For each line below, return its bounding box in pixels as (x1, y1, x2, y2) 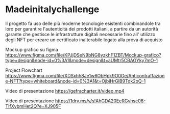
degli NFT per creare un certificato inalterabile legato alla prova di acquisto (5, 37, 163, 43)
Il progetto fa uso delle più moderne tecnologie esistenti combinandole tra (5, 20, 161, 26)
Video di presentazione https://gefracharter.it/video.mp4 (5, 88, 125, 94)
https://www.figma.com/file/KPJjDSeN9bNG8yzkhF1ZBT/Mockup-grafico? (5, 52, 162, 58)
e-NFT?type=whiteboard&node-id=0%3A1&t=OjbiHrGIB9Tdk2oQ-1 (5, 78, 146, 84)
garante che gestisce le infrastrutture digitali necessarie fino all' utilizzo (5, 31, 156, 37)
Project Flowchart (5, 67, 42, 73)
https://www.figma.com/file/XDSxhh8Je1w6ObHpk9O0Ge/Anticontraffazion (5, 72, 165, 78)
